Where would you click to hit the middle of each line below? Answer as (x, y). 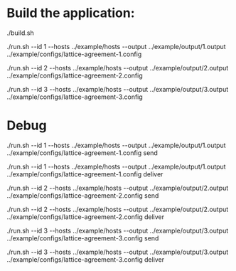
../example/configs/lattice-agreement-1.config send (82, 153)
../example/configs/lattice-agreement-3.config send (83, 238)
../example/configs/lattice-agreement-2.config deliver (86, 217)
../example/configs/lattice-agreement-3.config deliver (86, 259)
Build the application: (71, 13)
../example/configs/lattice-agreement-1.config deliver (85, 174)
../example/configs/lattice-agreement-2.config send (83, 195)
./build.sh (20, 33)
